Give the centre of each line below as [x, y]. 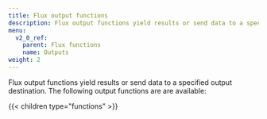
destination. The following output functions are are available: [107, 90]
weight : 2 [25, 60]
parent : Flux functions [62, 45]
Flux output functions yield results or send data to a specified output [120, 82]
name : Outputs [46, 52]
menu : [17, 30]
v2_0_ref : [31, 38]
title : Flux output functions [58, 15]
